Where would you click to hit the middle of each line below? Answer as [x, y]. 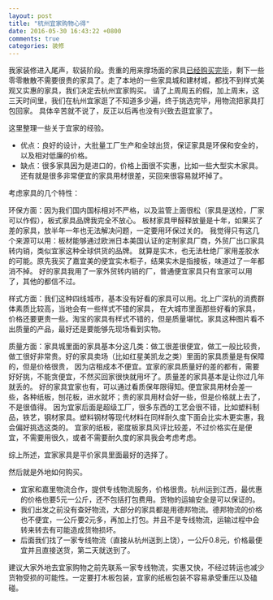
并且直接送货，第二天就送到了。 [81, 550]
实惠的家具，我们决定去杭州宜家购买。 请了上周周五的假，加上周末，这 [141, 91]
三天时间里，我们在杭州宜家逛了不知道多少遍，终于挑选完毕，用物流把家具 [133, 101]
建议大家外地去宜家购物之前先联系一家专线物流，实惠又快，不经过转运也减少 [136, 568]
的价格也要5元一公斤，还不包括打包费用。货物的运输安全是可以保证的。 [140, 499]
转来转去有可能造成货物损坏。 [70, 530]
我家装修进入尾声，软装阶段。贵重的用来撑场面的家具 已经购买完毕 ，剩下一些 [136, 71]
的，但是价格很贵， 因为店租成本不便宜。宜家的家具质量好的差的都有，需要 [134, 367]
